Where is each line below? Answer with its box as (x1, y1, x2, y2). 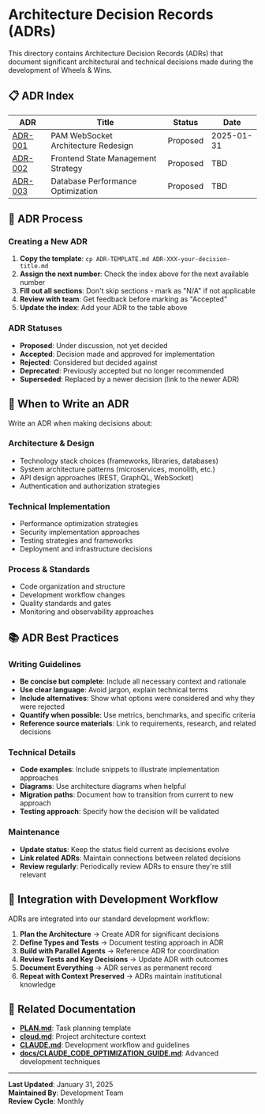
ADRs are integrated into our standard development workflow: (8, 914, 210, 923)
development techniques (19, 1057, 101, 1067)
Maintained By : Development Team (8, 1088, 124, 1097)
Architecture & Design (8, 438, 95, 449)
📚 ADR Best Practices (8, 631, 119, 644)
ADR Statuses (8, 323, 63, 334)
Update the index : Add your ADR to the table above (19, 303, 188, 313)
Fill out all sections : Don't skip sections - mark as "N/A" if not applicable (19, 286, 256, 296)
